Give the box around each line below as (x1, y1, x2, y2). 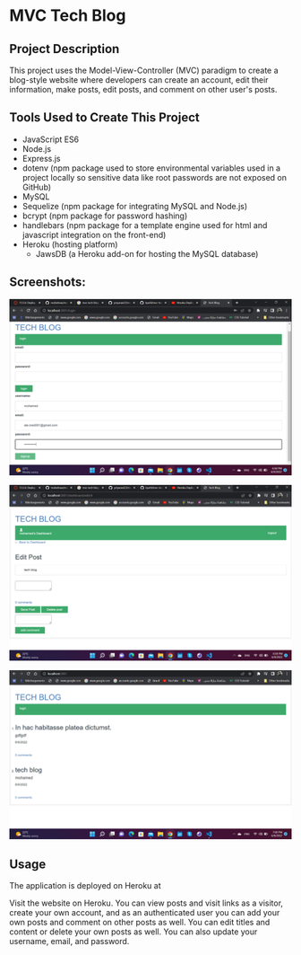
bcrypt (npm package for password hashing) (21, 210, 188, 221)
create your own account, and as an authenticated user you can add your (9, 907, 280, 918)
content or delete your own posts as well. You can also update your (9, 926, 258, 937)
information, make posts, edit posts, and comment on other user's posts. (9, 84, 278, 94)
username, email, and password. (9, 936, 130, 947)
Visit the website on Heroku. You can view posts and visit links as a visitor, (9, 898, 284, 908)
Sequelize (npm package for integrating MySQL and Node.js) (21, 200, 248, 211)
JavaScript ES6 (21, 134, 80, 145)
